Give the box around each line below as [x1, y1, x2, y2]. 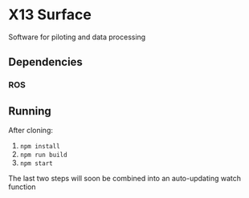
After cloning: [8, 126, 54, 135]
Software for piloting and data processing [8, 32, 146, 42]
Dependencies [8, 55, 83, 69]
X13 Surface [8, 6, 92, 24]
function [8, 182, 36, 192]
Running [8, 104, 52, 118]
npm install [19, 143, 60, 151]
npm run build [19, 151, 67, 160]
